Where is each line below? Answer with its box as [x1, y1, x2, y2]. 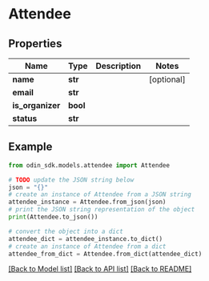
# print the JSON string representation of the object [8, 206, 195, 214]
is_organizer [12, 100, 61, 110]
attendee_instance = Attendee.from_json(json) [8, 198, 167, 207]
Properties [8, 37, 62, 50]
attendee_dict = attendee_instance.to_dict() [8, 235, 163, 243]
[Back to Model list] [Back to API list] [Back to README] [8, 264, 192, 274]
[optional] [148, 74, 186, 85]
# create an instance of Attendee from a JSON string [8, 191, 192, 199]
